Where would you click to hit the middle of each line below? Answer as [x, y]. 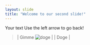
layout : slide [19, 9]
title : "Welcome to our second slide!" [45, 14]
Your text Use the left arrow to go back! [45, 28]
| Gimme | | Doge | [44, 37]
